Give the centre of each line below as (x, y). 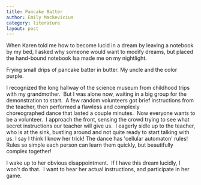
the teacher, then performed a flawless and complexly (73, 107)
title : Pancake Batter (34, 12)
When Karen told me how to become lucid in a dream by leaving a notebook (100, 46)
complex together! (29, 151)
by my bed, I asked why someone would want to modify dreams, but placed (100, 52)
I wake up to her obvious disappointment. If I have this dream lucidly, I (93, 163)
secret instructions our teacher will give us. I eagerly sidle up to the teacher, (101, 126)
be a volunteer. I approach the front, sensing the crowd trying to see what (98, 120)
